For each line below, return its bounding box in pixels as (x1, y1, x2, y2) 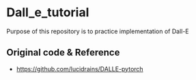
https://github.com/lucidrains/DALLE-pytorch (16, 64, 144, 73)
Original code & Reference (6, 47, 120, 58)
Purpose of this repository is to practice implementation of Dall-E (6, 27, 189, 35)
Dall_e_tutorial (6, 5, 89, 20)
